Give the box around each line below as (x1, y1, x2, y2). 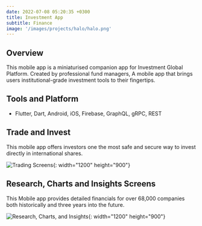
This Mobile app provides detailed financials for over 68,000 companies (6, 195, 185, 202)
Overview (6, 47, 44, 58)
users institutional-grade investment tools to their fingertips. (6, 76, 156, 84)
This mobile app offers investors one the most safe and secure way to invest (6, 143, 196, 150)
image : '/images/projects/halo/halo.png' (6, 25, 112, 32)
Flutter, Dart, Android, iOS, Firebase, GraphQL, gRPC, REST (14, 109, 162, 117)
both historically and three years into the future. (6, 201, 125, 208)
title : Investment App (6, 14, 63, 20)
